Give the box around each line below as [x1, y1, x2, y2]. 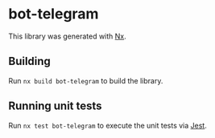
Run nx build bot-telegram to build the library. [8, 75, 163, 85]
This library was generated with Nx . [8, 31, 126, 41]
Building [8, 55, 51, 68]
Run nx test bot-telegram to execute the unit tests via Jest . [8, 120, 207, 130]
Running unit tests [8, 99, 102, 113]
